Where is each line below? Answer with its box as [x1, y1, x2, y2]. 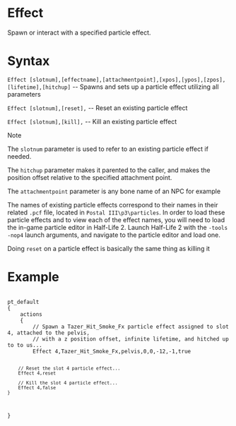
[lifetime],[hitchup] [7, 83, 71, 91]
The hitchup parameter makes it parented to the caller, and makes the [7, 166, 211, 174]
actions [20, 310, 42, 318]
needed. [7, 152, 32, 160]
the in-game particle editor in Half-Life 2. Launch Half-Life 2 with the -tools [7, 223, 228, 231]
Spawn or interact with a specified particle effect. [7, 28, 151, 37]
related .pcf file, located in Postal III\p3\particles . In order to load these [7, 208, 225, 217]
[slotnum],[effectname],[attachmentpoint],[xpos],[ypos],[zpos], [29, 76, 226, 83]
